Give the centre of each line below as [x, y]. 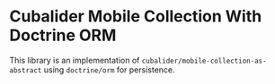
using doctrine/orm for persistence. [109, 70]
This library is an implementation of [75, 60]
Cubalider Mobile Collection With [136, 17]
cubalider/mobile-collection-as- [204, 61]
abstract [26, 70]
